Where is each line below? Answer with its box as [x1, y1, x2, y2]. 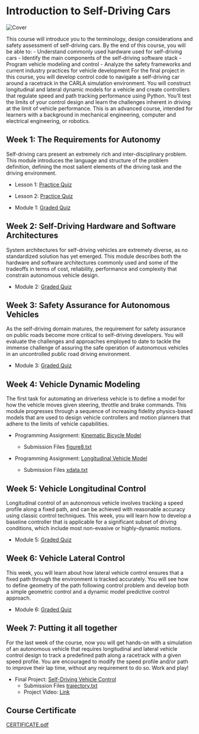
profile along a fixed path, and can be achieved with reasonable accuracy [6, 506, 185, 512]
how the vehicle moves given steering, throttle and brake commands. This [6, 401, 187, 408]
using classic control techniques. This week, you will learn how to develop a [6, 512, 191, 519]
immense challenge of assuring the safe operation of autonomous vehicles [6, 344, 188, 351]
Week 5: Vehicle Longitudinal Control [6, 483, 146, 494]
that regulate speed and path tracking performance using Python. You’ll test [6, 92, 191, 99]
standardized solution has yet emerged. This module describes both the [6, 253, 182, 260]
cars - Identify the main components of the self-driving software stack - [6, 54, 182, 61]
